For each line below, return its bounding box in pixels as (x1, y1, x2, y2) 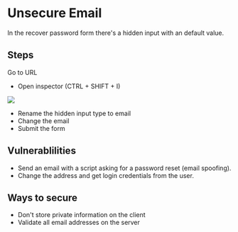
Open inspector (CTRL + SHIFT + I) (17, 82, 121, 90)
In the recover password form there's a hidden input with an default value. (7, 28, 225, 37)
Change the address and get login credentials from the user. (17, 171, 194, 179)
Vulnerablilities (7, 144, 77, 157)
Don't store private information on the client (17, 211, 146, 219)
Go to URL (7, 68, 38, 76)
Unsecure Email (7, 5, 102, 21)
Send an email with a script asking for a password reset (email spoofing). (17, 164, 232, 172)
